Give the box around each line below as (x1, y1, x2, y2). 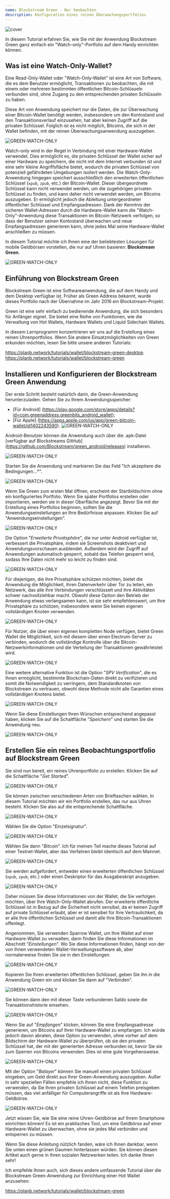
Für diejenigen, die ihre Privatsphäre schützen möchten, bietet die (5, 576, 143, 582)
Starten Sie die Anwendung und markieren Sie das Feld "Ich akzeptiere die (5, 463, 161, 469)
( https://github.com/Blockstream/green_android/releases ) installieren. (5, 443, 151, 449)
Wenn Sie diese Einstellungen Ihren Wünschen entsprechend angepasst (5, 710, 156, 717)
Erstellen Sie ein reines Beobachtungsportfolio (5, 746, 156, 755)
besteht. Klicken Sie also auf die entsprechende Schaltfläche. (5, 803, 133, 810)
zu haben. (5, 97, 26, 103)
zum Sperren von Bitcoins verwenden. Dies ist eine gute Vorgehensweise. (5, 1048, 160, 1055)
